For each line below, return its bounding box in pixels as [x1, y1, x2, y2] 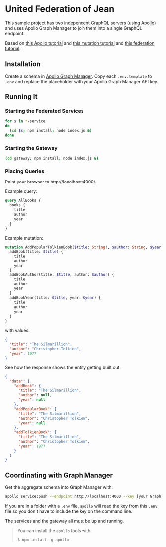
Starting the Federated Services [5, 108, 84, 115]
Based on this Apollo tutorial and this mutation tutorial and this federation [5, 40, 155, 46]
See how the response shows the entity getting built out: [5, 365, 121, 370]
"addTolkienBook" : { [14, 430, 57, 435]
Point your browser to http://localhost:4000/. [5, 179, 97, 185]
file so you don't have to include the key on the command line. [5, 508, 133, 514]
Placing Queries [5, 168, 45, 175]
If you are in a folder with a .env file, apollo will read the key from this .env [5, 503, 158, 509]
